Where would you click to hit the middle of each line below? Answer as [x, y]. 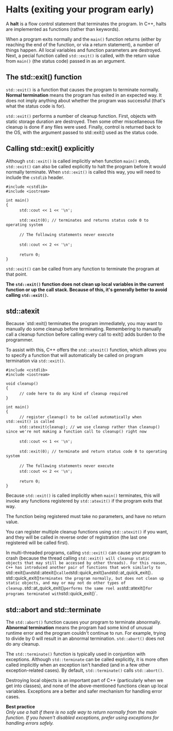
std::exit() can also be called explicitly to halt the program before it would [86, 166]
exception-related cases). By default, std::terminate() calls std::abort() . [85, 670]
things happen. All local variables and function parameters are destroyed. [84, 50]
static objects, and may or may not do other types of [66, 583]
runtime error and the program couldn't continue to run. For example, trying [86, 633]
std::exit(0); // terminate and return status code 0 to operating [93, 452]
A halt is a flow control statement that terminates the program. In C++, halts [86, 24]
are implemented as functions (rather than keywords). [63, 29]
